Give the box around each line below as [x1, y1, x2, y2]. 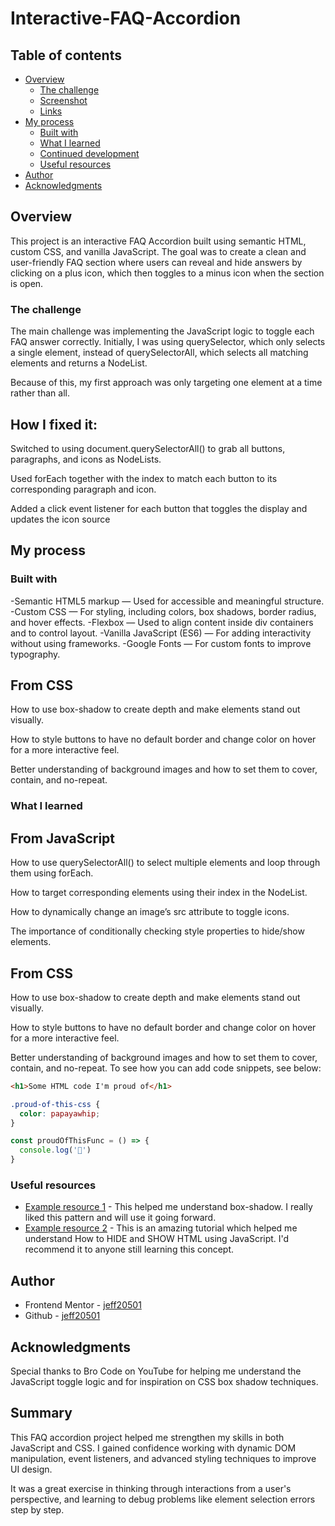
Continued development [39, 148, 140, 159]
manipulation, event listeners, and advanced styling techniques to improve [10, 1452, 317, 1464]
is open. [10, 277, 44, 289]
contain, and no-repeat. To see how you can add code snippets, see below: [10, 1062, 322, 1074]
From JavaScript [10, 830, 116, 847]
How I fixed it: [10, 416, 98, 433]
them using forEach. [10, 867, 94, 879]
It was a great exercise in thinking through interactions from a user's [10, 1482, 292, 1494]
